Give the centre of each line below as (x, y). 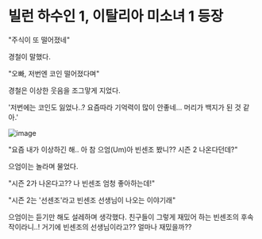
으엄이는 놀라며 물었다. (43, 166)
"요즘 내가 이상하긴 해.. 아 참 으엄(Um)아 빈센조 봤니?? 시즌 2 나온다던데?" (123, 149)
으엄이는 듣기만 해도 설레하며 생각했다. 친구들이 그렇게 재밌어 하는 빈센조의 (124, 217)
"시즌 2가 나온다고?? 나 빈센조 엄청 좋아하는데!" (82, 183)
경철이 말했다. (30, 56)
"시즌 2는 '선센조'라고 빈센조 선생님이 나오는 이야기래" (92, 200)
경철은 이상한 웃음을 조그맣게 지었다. (64, 90)
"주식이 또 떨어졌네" (39, 40)
